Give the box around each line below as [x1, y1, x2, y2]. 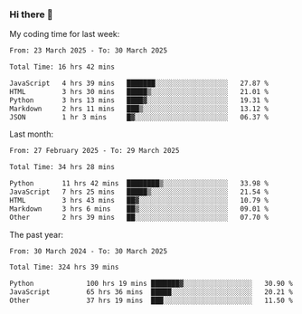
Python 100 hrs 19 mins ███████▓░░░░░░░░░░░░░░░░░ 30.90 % [9, 280, 294, 289]
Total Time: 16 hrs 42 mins [9, 62, 116, 71]
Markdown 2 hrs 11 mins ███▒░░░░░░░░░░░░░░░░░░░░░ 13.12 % [9, 104, 269, 113]
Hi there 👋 [9, 8, 54, 21]
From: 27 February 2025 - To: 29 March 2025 [9, 147, 180, 156]
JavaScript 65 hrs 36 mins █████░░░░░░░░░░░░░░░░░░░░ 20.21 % [9, 288, 294, 297]
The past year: [9, 229, 63, 240]
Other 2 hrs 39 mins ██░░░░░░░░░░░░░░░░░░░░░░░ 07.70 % [9, 213, 269, 222]
